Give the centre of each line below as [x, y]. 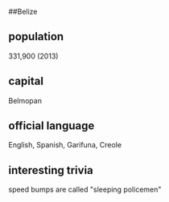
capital [26, 81]
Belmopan [25, 100]
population [36, 36]
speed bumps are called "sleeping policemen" [85, 190]
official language [52, 126]
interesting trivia [51, 170]
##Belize [23, 12]
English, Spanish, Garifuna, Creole [65, 145]
